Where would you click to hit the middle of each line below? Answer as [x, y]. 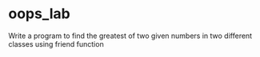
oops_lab [39, 14]
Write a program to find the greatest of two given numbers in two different [130, 36]
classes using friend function [56, 44]
